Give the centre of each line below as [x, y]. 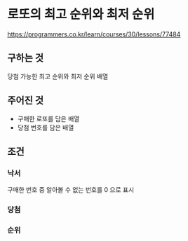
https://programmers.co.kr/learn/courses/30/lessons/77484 [94, 34]
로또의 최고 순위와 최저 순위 [81, 14]
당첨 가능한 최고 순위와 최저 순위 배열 [58, 76]
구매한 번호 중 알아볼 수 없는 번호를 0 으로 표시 [71, 190]
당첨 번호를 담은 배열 [46, 128]
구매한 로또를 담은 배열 [48, 118]
